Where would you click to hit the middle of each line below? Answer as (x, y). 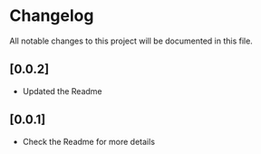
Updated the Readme (62, 91)
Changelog (52, 16)
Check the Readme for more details (89, 141)
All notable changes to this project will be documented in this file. (131, 41)
